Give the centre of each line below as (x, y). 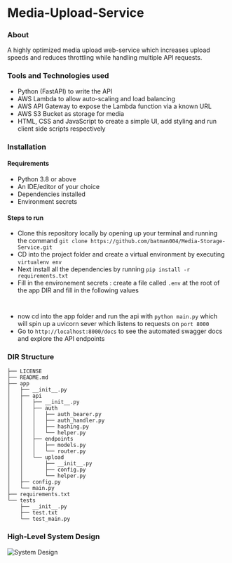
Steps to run (26, 218)
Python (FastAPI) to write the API (65, 91)
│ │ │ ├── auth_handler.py (56, 421)
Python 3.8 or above (47, 179)
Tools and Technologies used (58, 76)
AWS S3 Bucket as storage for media (71, 113)
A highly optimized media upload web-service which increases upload (109, 50)
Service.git (35, 247)
